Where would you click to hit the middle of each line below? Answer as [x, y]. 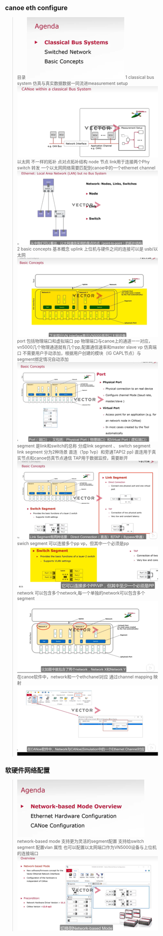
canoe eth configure [36, 8]
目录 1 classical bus [85, 77]
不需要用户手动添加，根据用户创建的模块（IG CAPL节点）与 [82, 353]
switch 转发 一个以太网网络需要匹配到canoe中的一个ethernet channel [86, 168]
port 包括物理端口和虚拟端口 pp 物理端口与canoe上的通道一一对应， [85, 341]
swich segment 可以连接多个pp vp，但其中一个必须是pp [73, 543]
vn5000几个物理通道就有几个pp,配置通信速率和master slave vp [80, 347]
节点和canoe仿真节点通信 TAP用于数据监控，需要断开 [75, 458]
